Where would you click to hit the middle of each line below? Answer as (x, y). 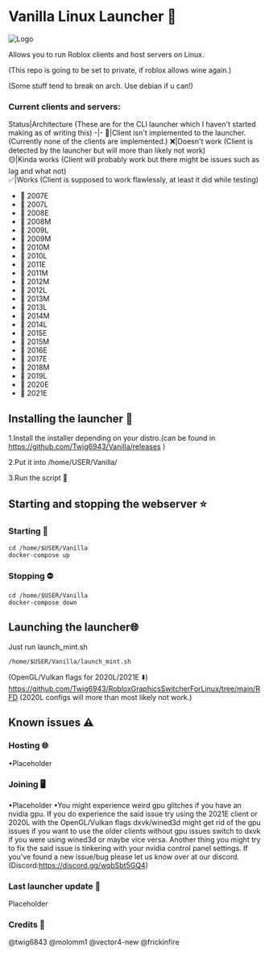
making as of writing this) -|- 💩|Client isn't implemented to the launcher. (127, 133)
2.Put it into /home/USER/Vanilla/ (63, 463)
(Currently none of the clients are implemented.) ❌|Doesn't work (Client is (131, 141)
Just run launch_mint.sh (48, 647)
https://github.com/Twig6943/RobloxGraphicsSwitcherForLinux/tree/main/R (134, 689)
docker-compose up (39, 555)
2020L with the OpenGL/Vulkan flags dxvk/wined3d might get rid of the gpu (135, 822)
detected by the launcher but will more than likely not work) (107, 151)
